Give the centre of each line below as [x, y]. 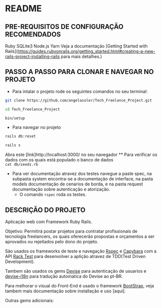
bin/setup [15, 118]
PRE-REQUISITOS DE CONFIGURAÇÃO [64, 27]
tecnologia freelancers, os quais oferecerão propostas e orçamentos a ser [80, 236]
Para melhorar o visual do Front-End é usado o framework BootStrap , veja [80, 286]
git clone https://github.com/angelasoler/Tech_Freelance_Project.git [79, 100]
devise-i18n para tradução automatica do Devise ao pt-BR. [64, 276]
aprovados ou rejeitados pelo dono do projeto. [52, 242]
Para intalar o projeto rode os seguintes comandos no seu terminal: [80, 91]
